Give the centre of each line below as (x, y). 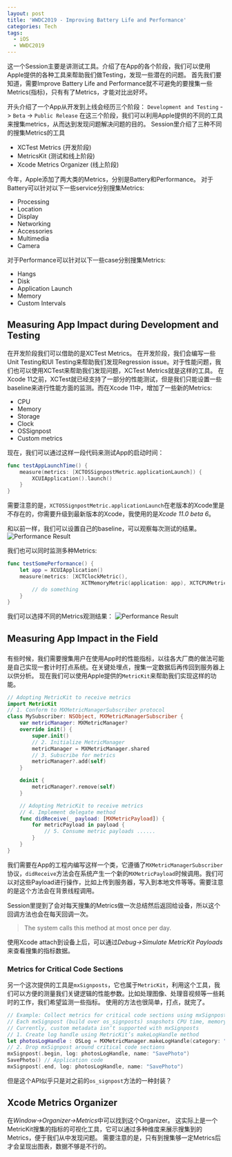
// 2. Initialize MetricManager (79, 742)
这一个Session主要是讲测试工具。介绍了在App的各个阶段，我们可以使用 (109, 66)
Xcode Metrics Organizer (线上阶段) (68, 164)
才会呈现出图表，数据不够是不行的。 (59, 1146)
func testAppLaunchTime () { (48, 466)
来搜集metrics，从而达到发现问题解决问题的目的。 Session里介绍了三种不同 (115, 124)
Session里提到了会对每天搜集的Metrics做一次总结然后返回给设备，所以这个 (114, 905)
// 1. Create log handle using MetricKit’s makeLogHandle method (103, 1034)
